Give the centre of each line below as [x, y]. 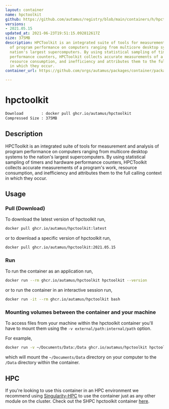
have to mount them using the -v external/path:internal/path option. [78, 328]
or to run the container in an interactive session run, [59, 290]
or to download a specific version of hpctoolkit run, [58, 238]
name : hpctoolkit [23, 15]
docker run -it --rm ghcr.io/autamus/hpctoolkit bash [63, 299]
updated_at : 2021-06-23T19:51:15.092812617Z [53, 33]
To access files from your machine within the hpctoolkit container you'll [79, 323]
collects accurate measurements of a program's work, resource [71, 167]
